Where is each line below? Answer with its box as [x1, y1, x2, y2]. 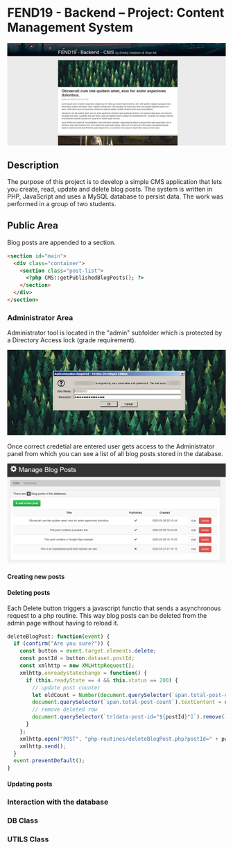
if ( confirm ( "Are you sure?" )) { [13, 640, 110, 647]
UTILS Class [7, 834, 49, 844]
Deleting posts [7, 588, 51, 596]
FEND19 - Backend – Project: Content [7, 5, 225, 21]
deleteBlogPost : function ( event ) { [7, 633, 110, 640]
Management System [7, 19, 134, 35]
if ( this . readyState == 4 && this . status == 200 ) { [25, 677, 178, 684]
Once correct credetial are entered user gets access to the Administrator [7, 442, 215, 451]
